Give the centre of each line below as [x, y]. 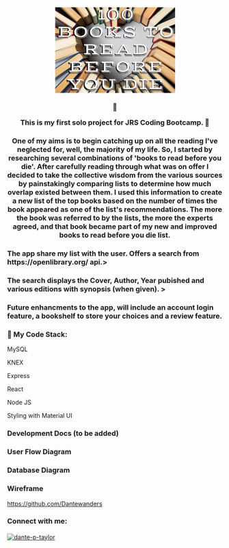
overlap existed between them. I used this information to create [115, 192]
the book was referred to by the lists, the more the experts [115, 218]
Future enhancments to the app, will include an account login [110, 308]
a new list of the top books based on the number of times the [115, 201]
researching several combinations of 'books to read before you [115, 158]
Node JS [19, 402]
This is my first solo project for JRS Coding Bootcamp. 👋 [115, 123]
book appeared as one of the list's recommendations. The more [115, 210]
